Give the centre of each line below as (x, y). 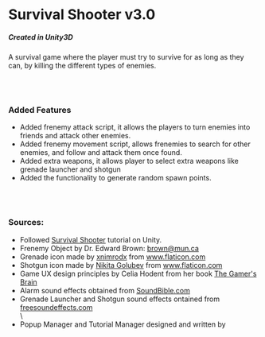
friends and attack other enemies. (75, 136)
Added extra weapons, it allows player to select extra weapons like (129, 161)
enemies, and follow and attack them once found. (101, 153)
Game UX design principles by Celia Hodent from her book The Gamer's (138, 273)
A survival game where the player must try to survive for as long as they (126, 57)
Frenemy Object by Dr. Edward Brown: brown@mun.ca (109, 248)
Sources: (26, 223)
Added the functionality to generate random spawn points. (116, 178)
